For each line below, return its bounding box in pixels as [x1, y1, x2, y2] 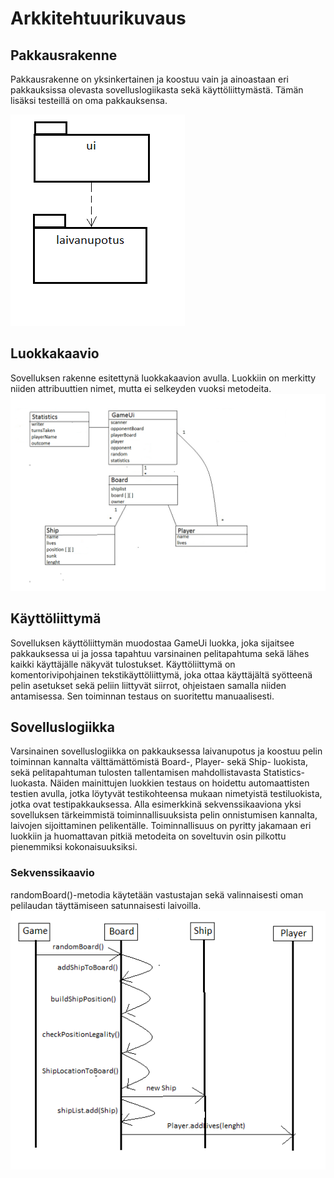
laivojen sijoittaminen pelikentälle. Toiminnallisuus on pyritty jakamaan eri [10, 820, 312, 832]
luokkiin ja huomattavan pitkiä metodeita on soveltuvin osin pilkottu [10, 830, 287, 842]
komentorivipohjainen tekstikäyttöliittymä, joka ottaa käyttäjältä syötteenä [10, 668, 313, 681]
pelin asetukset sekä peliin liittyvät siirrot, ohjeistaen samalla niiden [10, 679, 287, 691]
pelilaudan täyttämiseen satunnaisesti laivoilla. [10, 899, 202, 911]
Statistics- [263, 767, 305, 779]
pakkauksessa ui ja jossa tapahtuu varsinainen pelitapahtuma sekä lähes [10, 647, 310, 659]
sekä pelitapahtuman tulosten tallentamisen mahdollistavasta [10, 767, 262, 779]
